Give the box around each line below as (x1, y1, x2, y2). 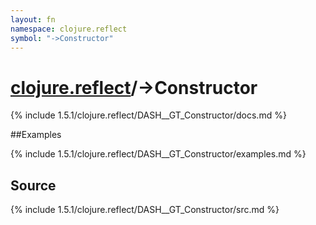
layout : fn (10, 14, 56, 25)
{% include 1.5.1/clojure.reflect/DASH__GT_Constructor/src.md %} (10, 204, 280, 216)
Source (10, 177, 57, 194)
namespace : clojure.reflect (10, 24, 128, 34)
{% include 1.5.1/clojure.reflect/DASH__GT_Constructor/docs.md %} (10, 109, 287, 121)
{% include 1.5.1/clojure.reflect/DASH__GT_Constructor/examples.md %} (10, 148, 307, 160)
